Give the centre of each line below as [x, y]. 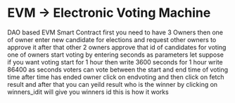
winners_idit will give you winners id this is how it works [88, 92]
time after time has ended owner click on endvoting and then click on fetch [116, 77]
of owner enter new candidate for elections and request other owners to [112, 39]
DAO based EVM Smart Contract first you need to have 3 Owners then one [115, 32]
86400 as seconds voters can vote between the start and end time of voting [118, 69]
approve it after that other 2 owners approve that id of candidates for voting [117, 47]
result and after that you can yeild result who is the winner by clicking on [113, 84]
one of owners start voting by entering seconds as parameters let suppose [115, 55]
